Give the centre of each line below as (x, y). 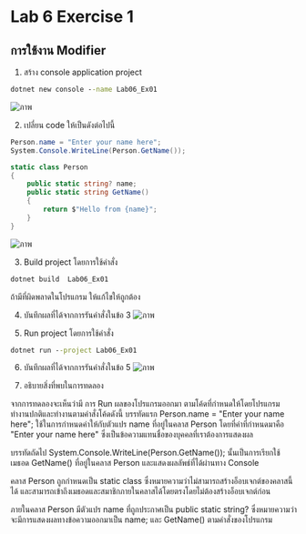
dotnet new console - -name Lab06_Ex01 (84, 89)
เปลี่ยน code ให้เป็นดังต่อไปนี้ (69, 125)
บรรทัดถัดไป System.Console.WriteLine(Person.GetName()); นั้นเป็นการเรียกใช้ (145, 453)
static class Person (50, 167)
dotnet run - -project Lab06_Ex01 (74, 350)
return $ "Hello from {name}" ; (100, 209)
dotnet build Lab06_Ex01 (59, 279)
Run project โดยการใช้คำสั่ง (68, 333)
